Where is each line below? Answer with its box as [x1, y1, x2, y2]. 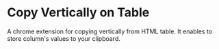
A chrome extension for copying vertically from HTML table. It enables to [7, 27, 213, 35]
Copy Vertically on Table [7, 5, 150, 20]
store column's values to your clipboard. [7, 34, 121, 42]
